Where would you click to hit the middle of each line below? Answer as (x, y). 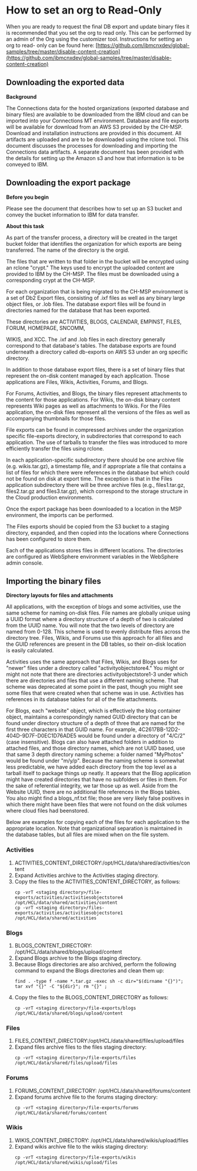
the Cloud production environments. (50, 497)
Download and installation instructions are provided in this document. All (94, 133)
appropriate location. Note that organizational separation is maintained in (94, 828)
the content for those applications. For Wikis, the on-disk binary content (93, 399)
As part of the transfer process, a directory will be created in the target (92, 237)
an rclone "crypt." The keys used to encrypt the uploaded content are (90, 268)
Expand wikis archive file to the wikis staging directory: (81, 1146)
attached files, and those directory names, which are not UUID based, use (96, 748)
